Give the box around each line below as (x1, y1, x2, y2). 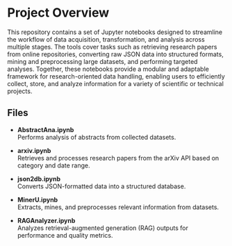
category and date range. (17, 161, 90, 170)
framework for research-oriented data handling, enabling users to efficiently (7, 72, 226, 81)
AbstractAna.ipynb (17, 125, 74, 133)
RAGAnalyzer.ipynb (17, 216, 76, 224)
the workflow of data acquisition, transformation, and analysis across (7, 35, 205, 43)
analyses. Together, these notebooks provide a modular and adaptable (7, 65, 210, 73)
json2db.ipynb (17, 174, 61, 183)
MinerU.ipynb (17, 195, 58, 204)
